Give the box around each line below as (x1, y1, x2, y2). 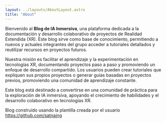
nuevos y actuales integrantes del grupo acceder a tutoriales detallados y (5, 41, 155, 47)
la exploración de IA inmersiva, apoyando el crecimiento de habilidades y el (5, 92, 159, 98)
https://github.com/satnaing (5, 112, 62, 118)
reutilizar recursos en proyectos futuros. (5, 47, 88, 53)
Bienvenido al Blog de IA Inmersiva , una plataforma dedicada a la (5, 25, 139, 31)
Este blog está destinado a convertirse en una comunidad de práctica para (5, 87, 158, 93)
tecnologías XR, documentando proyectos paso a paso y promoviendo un (5, 61, 155, 67)
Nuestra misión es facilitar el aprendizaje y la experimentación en (5, 56, 139, 62)
